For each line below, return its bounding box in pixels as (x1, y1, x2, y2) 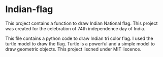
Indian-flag (5, 4, 53, 15)
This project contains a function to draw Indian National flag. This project (5, 20, 158, 26)
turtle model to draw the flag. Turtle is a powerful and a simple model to (5, 40, 155, 46)
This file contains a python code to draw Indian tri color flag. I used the (5, 35, 153, 41)
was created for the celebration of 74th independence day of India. (5, 25, 146, 31)
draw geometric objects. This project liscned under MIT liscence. (5, 46, 142, 52)
